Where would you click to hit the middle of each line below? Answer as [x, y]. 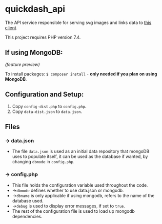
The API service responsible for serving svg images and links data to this [78, 22]
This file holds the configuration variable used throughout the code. [80, 185]
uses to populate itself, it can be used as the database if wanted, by [80, 157]
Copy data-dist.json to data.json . [47, 112]
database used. [28, 201]
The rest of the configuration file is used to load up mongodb [73, 211]
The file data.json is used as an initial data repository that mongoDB [81, 151]
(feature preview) [22, 64]
